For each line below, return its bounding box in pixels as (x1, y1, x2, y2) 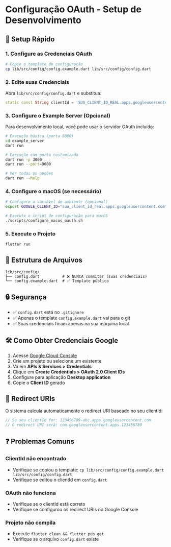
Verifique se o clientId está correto (12, 501, 85, 507)
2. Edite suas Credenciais (5, 78, 70, 85)
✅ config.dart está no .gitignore (12, 309, 84, 315)
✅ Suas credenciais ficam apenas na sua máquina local (12, 320, 129, 326)
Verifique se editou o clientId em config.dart (12, 477, 107, 483)
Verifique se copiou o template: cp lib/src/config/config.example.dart (12, 466, 164, 473)
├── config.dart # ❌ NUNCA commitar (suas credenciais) (5, 274, 148, 279)
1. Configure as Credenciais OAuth (5, 50, 93, 57)
